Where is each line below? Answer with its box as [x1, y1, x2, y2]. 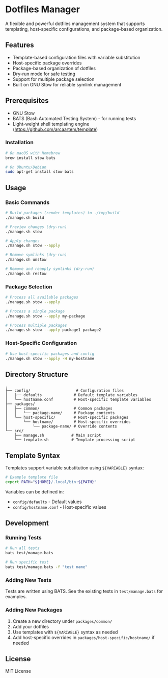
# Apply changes [5, 238, 40, 243]
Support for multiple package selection [12, 76, 95, 82]
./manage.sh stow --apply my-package [5, 313, 86, 319]
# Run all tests [5, 546, 40, 551]
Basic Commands [5, 198, 50, 206]
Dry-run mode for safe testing [12, 71, 75, 77]
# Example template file [5, 474, 58, 480]
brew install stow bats [5, 155, 56, 161]
